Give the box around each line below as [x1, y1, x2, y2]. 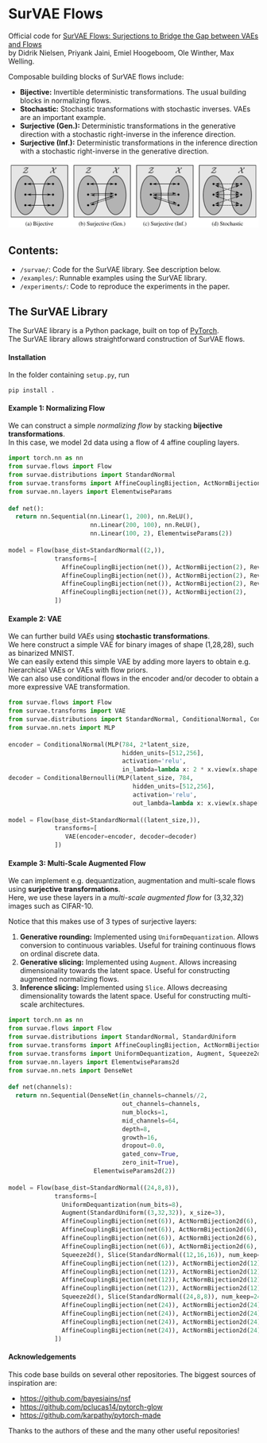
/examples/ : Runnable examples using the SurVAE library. [19, 273, 207, 283]
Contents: [8, 243, 59, 257]
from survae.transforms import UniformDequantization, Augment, [8, 1049, 226, 1057]
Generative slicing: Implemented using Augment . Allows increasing [19, 957, 237, 967]
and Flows [8, 39, 42, 48]
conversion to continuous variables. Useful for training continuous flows [19, 941, 256, 950]
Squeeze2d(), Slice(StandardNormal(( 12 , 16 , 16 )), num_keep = [61, 1251, 261, 1259]
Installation [8, 352, 46, 362]
